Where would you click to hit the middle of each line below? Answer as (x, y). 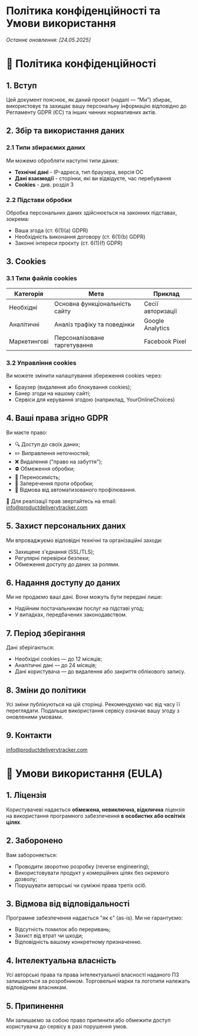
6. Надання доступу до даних (63, 582)
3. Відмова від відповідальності (68, 903)
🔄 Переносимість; (37, 477)
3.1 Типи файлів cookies (42, 278)
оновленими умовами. (35, 717)
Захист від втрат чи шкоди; (49, 936)
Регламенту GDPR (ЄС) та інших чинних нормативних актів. (81, 112)
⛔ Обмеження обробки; (44, 469)
